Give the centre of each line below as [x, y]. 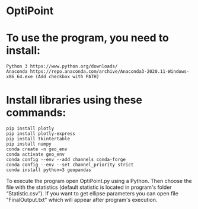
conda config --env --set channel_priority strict [70, 165]
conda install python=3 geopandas [49, 170]
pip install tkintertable [38, 139]
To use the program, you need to [87, 38]
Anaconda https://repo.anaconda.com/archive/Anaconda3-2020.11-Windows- [98, 72]
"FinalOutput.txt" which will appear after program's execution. [82, 200]
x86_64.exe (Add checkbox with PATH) [53, 77]
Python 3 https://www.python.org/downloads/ [62, 66]
